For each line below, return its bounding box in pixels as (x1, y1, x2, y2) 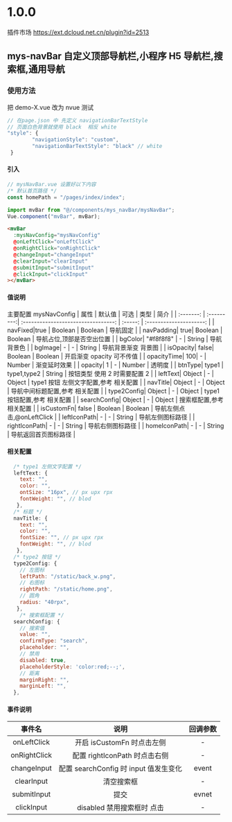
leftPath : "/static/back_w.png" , (19, 573, 116, 580)
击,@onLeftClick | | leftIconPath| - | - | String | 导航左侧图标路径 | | (7, 413, 195, 421)
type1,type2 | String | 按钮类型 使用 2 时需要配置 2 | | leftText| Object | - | (7, 369, 215, 377)
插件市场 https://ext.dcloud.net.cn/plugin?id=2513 (7, 28, 150, 36)
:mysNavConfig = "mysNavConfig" (13, 232, 100, 239)
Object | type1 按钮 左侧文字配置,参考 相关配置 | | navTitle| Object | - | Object (7, 378, 225, 386)
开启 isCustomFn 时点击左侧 (75, 738, 166, 748)
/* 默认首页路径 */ (7, 187, 57, 195)
